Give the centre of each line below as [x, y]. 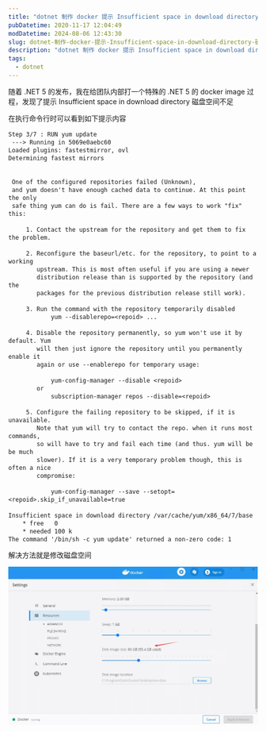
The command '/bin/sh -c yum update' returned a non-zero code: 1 [120, 539]
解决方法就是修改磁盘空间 [50, 555]
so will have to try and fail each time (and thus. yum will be [145, 444]
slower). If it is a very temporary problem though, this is [140, 460]
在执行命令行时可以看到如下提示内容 [67, 118]
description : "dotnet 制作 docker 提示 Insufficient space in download [127, 50]
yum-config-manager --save [95, 491]
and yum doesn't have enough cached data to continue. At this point [129, 190]
